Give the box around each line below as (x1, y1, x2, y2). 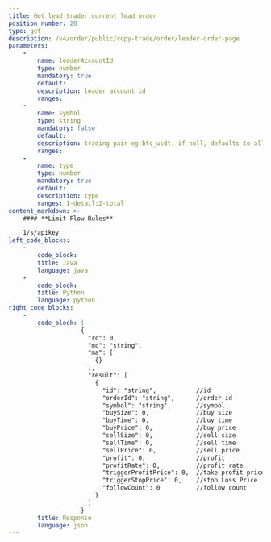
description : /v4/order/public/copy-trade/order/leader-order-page (8, 34, 240, 43)
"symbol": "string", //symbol (102, 401, 226, 410)
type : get (8, 27, 42, 35)
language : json (37, 521, 89, 529)
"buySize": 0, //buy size (102, 409, 232, 417)
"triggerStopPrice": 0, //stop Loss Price (102, 477, 258, 485)
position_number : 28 (8, 19, 78, 27)
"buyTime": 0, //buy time (102, 416, 232, 424)
